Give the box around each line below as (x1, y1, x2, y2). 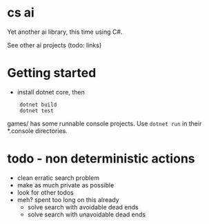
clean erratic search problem (17, 174, 100, 182)
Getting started (7, 65, 97, 81)
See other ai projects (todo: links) (7, 41, 102, 49)
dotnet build (19, 101, 57, 108)
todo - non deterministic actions (7, 151, 195, 167)
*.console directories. (7, 126, 68, 135)
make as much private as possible (17, 181, 115, 189)
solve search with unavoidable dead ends (27, 210, 146, 218)
